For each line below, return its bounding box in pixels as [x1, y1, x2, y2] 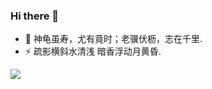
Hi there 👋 [10, 9, 60, 23]
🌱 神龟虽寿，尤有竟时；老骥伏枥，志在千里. [24, 33, 203, 45]
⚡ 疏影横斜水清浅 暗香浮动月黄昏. [24, 45, 162, 58]
